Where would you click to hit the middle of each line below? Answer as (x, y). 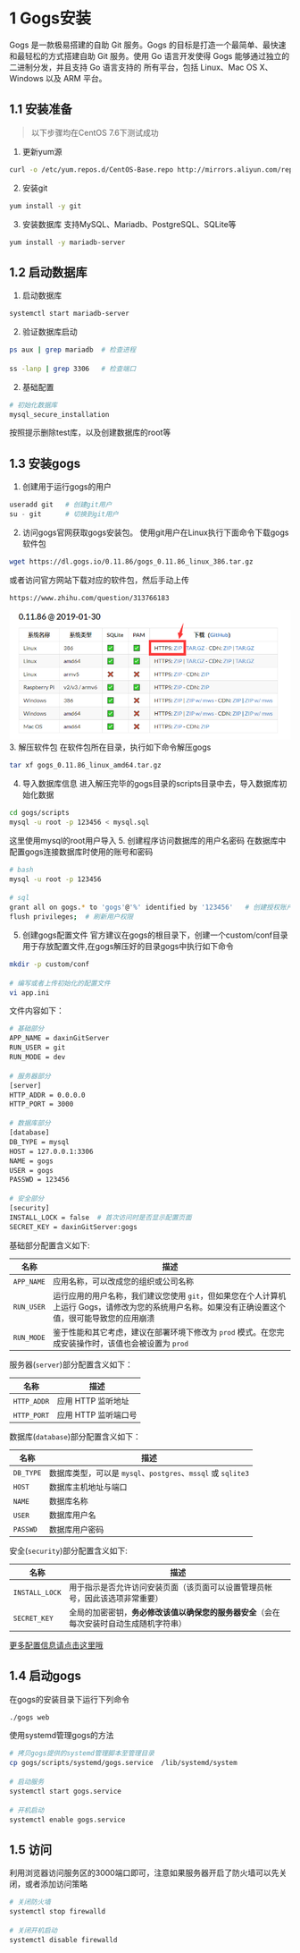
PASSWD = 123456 (39, 1180)
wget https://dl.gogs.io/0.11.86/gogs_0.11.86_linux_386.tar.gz (131, 562)
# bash (21, 870)
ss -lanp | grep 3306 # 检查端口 (73, 369)
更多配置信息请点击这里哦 (56, 1645)
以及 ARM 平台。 (76, 78)
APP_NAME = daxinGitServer (59, 1039)
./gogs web (29, 1717)
